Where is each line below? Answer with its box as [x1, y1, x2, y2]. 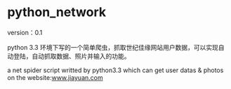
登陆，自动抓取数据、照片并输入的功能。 [13, 52, 131, 60]
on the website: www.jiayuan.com [7, 73, 103, 81]
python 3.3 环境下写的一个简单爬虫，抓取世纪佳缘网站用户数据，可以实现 [7, 43, 219, 51]
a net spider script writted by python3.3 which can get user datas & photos [7, 66, 224, 74]
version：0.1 [7, 28, 43, 36]
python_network [7, 4, 107, 20]
